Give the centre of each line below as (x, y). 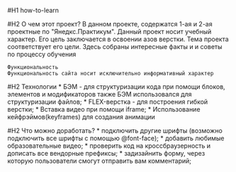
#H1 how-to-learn (33, 10)
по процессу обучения (42, 54)
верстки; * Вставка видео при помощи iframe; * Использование (104, 109)
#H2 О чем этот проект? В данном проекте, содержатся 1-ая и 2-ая (110, 24)
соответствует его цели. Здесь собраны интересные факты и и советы (115, 47)
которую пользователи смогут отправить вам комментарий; (100, 161)
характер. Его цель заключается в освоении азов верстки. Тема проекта (118, 39)
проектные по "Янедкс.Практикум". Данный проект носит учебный (109, 32)
